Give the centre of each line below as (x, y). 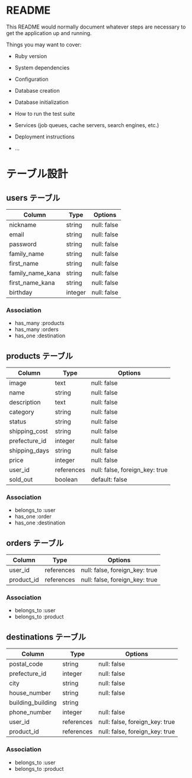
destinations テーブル (46, 637)
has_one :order (33, 517)
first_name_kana (32, 283)
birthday (21, 292)
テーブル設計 (37, 174)
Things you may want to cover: (44, 45)
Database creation (37, 90)
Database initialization (42, 102)
